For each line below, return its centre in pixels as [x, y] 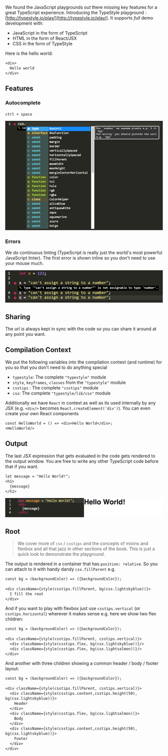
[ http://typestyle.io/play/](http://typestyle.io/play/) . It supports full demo [79, 18]
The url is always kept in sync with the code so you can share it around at [81, 329]
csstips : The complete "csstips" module [55, 388]
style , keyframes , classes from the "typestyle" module [69, 382]
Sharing [18, 317]
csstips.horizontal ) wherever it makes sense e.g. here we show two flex [81, 614]
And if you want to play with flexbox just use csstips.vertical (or [73, 608]
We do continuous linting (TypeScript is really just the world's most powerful [84, 253]
